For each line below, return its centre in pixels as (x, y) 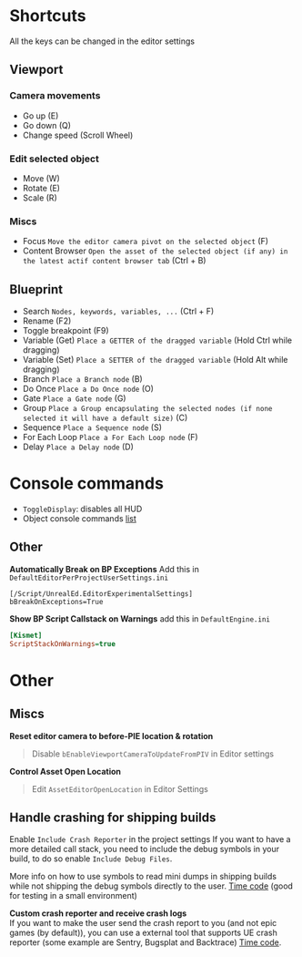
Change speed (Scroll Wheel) (78, 135)
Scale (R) (40, 198)
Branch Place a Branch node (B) (82, 379)
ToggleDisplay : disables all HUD (82, 509)
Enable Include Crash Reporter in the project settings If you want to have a (150, 839)
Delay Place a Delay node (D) (78, 447)
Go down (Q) (46, 125)
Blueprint (36, 289)
